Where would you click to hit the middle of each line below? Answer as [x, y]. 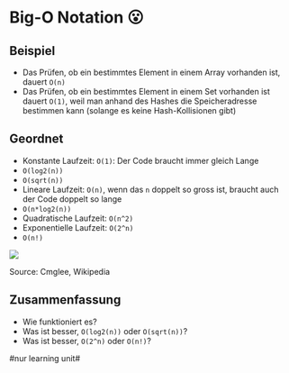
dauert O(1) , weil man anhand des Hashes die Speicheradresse [140, 101]
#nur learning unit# [45, 358]
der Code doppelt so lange [72, 199]
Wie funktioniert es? [59, 322]
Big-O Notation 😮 [77, 18]
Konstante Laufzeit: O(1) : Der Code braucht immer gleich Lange [140, 160]
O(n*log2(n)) [47, 209]
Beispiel [32, 51]
